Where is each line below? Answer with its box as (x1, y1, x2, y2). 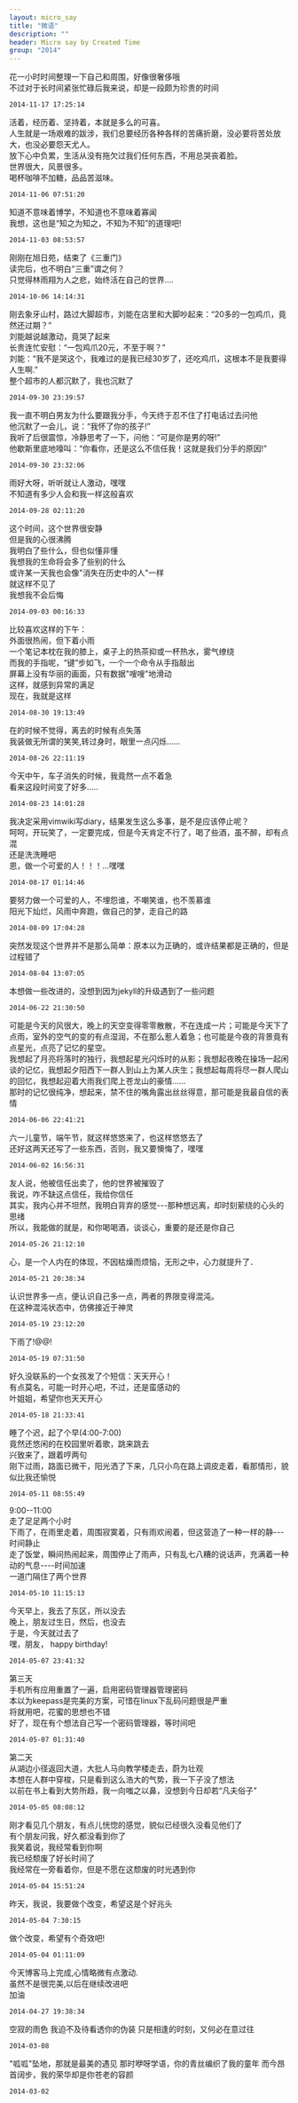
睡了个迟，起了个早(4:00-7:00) (9, 1427, 122, 1438)
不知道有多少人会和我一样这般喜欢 (9, 489, 134, 500)
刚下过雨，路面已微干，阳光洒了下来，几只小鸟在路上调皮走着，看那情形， (9, 1461, 281, 1472)
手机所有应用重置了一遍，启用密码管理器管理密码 (9, 1684, 188, 1696)
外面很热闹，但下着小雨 (9, 636, 95, 646)
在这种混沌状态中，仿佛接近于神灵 (9, 1302, 134, 1313)
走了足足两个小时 (9, 1515, 72, 1527)
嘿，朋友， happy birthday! (9, 1639, 108, 1649)
